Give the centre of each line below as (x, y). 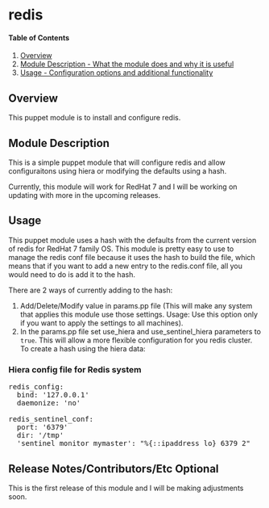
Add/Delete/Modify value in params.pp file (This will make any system (136, 305)
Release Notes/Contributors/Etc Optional (114, 469)
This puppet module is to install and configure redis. (95, 118)
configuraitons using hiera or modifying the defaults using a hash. (118, 171)
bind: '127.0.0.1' (53, 395)
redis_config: (36, 387)
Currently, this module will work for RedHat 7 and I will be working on (123, 187)
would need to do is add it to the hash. (72, 274)
